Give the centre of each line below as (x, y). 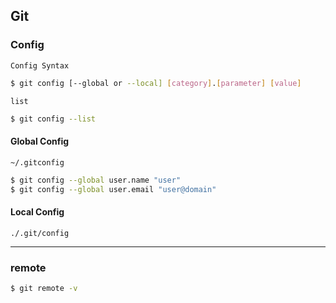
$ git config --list (53, 119)
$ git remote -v (44, 288)
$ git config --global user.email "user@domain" (113, 189)
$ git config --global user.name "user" (96, 180)
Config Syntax (40, 65)
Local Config (37, 211)
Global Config (40, 141)
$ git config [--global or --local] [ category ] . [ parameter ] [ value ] (156, 83)
